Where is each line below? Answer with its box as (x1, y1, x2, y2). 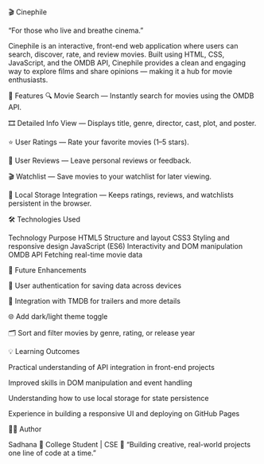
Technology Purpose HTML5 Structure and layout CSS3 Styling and (8, 233, 231, 242)
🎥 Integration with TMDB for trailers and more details (8, 297, 181, 305)
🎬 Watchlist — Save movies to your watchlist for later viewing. (8, 171, 212, 181)
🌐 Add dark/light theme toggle (8, 312, 108, 321)
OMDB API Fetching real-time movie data (8, 250, 143, 259)
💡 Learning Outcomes (8, 347, 80, 356)
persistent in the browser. (8, 199, 92, 208)
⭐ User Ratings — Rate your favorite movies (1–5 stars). (8, 137, 189, 147)
